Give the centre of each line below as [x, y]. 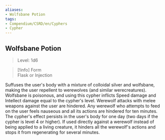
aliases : [14, 10]
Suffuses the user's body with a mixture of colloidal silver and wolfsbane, [80, 84]
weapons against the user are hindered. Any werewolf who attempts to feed [82, 106]
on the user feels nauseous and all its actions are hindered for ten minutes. [81, 111]
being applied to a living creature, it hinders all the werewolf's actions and [81, 127]
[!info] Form [29, 70]
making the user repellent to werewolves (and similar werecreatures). [76, 90]
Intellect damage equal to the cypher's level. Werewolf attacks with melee [81, 100]
